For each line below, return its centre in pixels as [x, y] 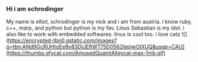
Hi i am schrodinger [35, 9]
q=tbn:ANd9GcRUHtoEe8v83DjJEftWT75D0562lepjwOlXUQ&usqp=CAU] [95, 47]
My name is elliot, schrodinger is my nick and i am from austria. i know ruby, [99, 22]
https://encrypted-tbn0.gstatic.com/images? [62, 41]
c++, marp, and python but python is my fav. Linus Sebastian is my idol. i [95, 28]
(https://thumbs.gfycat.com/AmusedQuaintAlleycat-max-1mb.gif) [86, 53]
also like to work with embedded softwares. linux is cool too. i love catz [93, 34]
